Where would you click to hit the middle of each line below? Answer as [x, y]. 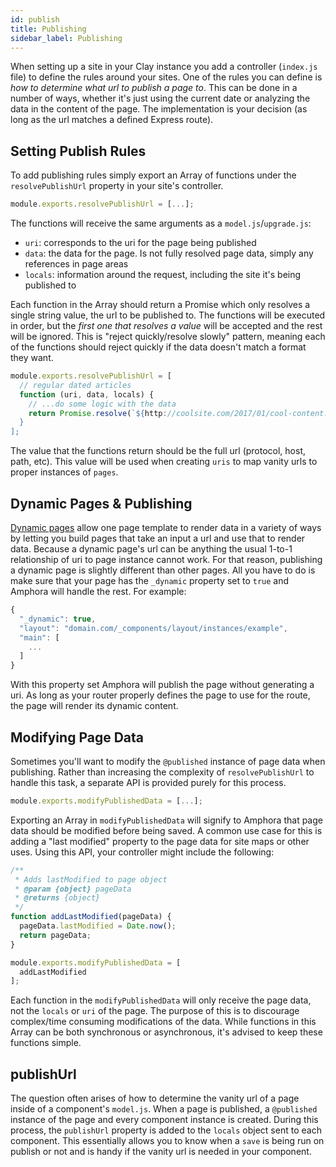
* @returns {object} [57, 898]
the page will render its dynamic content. [94, 706]
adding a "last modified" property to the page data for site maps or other [160, 841]
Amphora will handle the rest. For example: [98, 591]
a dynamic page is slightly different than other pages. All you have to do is [163, 570]
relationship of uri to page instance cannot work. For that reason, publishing [166, 559]
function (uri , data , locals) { [87, 394]
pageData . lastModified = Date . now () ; [98, 926]
